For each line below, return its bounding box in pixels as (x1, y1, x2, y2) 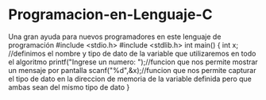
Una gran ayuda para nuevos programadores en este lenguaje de (8, 32, 222, 41)
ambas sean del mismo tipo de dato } (8, 82, 130, 92)
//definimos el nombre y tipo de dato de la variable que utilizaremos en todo (8, 48, 256, 58)
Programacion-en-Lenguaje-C (8, 6, 213, 24)
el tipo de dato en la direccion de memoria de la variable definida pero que (8, 74, 253, 83)
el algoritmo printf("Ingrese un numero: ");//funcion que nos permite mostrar (8, 57, 258, 67)
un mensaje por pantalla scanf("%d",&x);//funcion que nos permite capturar (8, 65, 256, 75)
